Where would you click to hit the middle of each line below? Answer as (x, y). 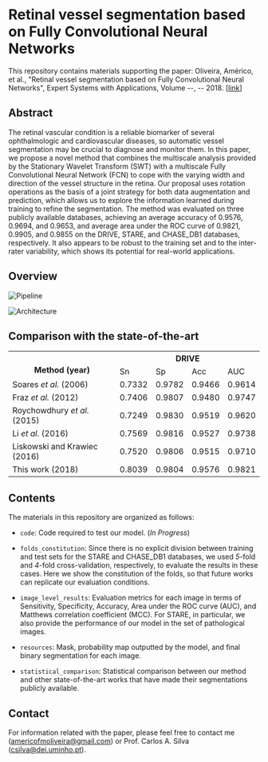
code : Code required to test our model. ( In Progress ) (104, 533)
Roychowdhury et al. (51, 411)
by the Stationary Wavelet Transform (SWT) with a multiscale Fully (117, 166)
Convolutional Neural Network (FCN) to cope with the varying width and (126, 174)
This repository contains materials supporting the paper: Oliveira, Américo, (131, 70)
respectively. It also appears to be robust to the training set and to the (123, 242)
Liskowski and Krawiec (55, 447)
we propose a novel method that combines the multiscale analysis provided (132, 158)
